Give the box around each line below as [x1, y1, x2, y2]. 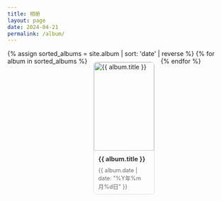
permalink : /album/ [7, 30, 65, 38]
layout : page [7, 17, 46, 24]
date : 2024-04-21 [7, 23, 59, 30]
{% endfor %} [160, 57, 201, 66]
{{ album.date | [98, 167, 138, 174]
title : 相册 [7, 10, 40, 18]
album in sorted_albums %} [7, 57, 88, 66]
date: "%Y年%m [98, 175, 142, 183]
